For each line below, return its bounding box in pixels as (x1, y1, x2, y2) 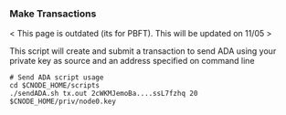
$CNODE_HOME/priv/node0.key (9, 97, 117, 107)
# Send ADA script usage (9, 73, 104, 82)
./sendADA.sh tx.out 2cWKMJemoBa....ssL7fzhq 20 (9, 89, 198, 99)
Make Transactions (9, 7, 97, 20)
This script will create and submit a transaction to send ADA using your (9, 46, 277, 57)
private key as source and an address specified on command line (9, 56, 255, 67)
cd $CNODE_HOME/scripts (9, 81, 101, 90)
